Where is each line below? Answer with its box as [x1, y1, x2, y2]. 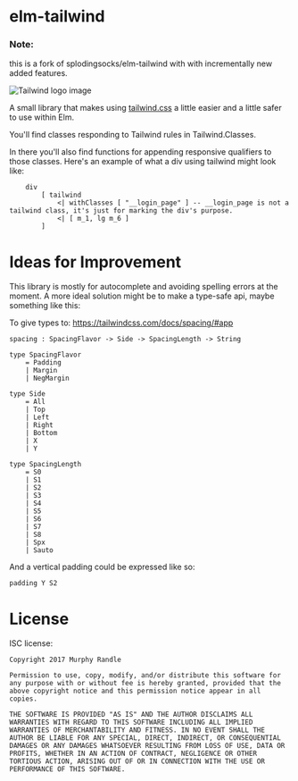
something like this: [9, 300, 81, 311]
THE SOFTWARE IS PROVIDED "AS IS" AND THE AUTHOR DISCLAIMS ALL [9, 710, 253, 719]
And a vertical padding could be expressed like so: [9, 561, 195, 573]
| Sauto [25, 546, 54, 555]
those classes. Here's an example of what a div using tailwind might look [9, 156, 277, 167]
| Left [25, 413, 50, 422]
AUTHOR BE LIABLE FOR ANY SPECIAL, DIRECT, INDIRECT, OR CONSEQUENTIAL [9, 734, 281, 743]
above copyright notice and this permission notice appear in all [9, 686, 261, 696]
